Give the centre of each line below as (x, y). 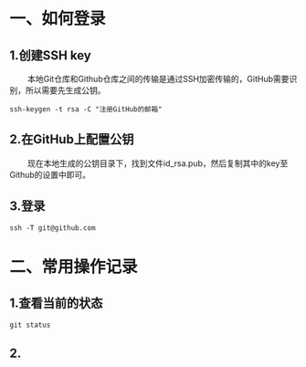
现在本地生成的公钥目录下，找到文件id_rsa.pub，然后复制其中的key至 (158, 163)
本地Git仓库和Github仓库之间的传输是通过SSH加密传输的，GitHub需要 (158, 79)
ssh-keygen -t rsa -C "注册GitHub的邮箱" (86, 110)
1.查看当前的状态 (56, 304)
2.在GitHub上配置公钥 (72, 139)
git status (30, 325)
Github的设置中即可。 (50, 174)
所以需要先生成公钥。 (65, 90)
